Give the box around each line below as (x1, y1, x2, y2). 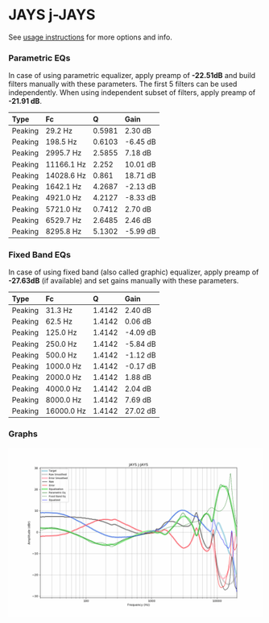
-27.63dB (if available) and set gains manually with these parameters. (8, 276, 239, 286)
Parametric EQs (8, 52, 71, 64)
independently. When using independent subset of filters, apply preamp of (8, 88, 256, 97)
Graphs (8, 428, 38, 439)
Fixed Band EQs (8, 249, 71, 260)
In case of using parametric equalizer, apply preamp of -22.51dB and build (8, 71, 256, 80)
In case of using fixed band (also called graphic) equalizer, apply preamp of (8, 267, 259, 277)
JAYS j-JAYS (8, 6, 96, 24)
